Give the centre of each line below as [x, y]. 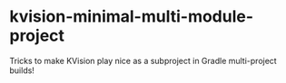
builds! [22, 70]
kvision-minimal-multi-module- [132, 17]
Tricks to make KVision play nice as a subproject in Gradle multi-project [143, 60]
